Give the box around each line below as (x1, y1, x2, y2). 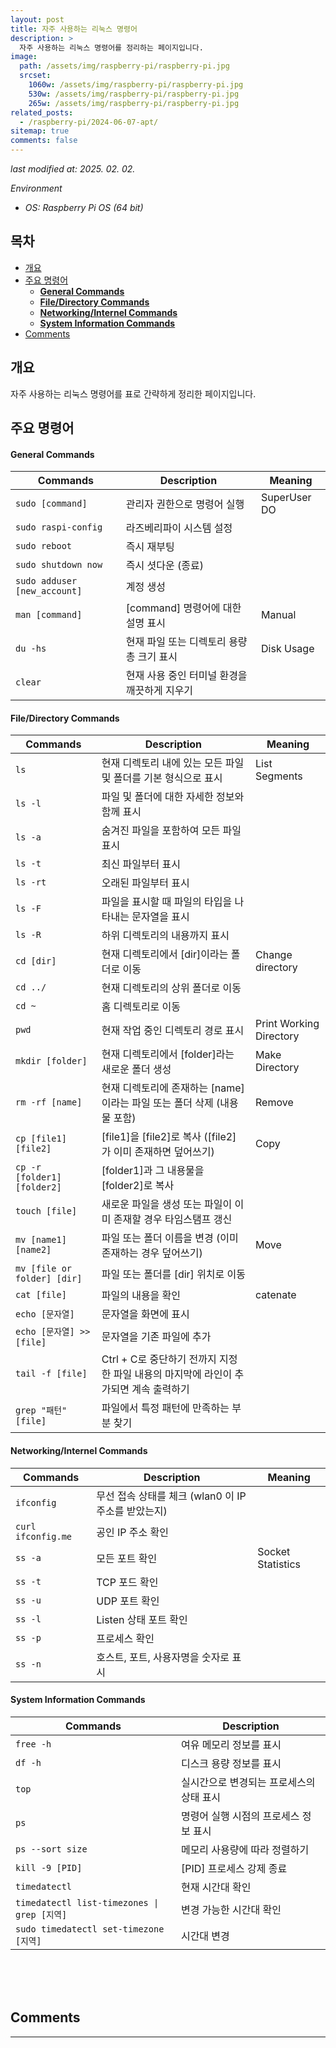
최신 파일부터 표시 (101, 857, 182, 871)
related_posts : (10, 107, 74, 118)
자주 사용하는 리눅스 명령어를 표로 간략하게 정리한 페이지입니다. (10, 387, 257, 400)
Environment (10, 182, 63, 194)
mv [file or (15, 1263, 73, 1275)
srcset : (19, 71, 52, 81)
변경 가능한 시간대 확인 (180, 1902, 282, 1916)
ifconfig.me (15, 1531, 73, 1542)
